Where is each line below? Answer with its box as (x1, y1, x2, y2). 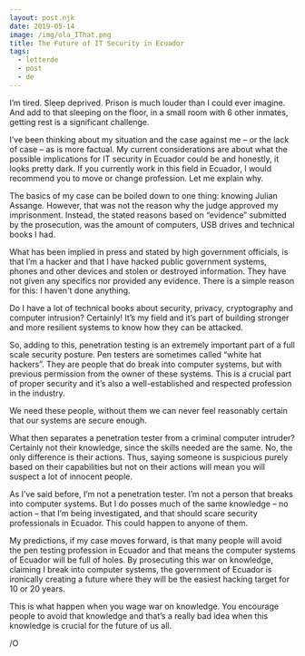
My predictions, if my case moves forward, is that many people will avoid (9, 534, 282, 545)
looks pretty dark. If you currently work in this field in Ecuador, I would (9, 162, 272, 173)
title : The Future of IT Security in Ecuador (9, 38, 184, 48)
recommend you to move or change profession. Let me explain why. (9, 172, 264, 183)
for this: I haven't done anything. (9, 285, 131, 296)
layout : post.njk (9, 13, 75, 23)
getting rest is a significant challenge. (9, 116, 150, 127)
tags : (9, 47, 30, 56)
